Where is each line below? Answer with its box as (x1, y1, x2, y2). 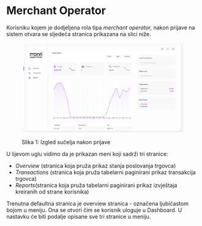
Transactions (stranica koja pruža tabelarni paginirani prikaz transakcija (15, 169, 196, 176)
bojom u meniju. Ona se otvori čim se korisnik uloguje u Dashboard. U (6, 206, 182, 214)
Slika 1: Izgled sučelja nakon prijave (21, 138, 111, 145)
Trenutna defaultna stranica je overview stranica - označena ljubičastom (6, 200, 189, 207)
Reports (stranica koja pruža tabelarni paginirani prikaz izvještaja (15, 181, 178, 189)
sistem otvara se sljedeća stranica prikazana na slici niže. (6, 30, 151, 37)
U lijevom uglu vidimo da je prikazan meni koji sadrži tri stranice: (6, 150, 168, 158)
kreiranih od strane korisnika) (15, 188, 89, 195)
